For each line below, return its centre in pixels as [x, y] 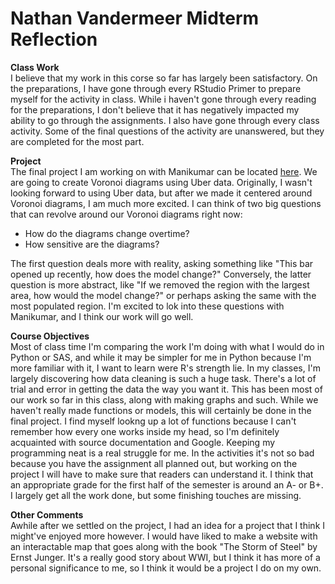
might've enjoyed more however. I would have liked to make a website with [164, 536]
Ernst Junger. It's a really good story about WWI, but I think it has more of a [165, 557]
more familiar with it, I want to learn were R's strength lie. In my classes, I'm [165, 368]
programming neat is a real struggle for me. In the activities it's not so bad [162, 453]
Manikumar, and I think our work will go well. [102, 316]
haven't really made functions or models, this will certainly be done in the [161, 410]
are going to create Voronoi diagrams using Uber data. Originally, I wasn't [161, 182]
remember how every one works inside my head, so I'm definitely [145, 431]
